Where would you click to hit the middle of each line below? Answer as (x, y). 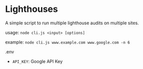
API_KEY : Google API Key (38, 61)
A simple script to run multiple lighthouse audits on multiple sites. (72, 23)
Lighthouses (32, 9)
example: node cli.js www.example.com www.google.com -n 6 (68, 42)
